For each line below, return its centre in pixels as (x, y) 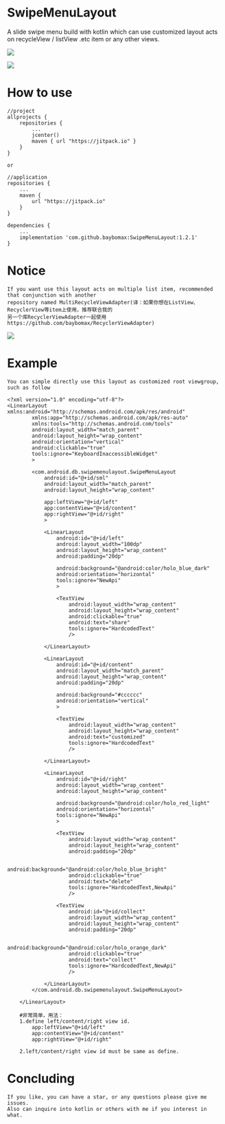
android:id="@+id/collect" (107, 911)
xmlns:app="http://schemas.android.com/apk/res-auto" (110, 418)
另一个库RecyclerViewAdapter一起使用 (57, 317)
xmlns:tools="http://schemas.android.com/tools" (103, 424)
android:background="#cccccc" (99, 694)
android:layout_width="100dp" (99, 544)
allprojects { (27, 117)
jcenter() (46, 135)
